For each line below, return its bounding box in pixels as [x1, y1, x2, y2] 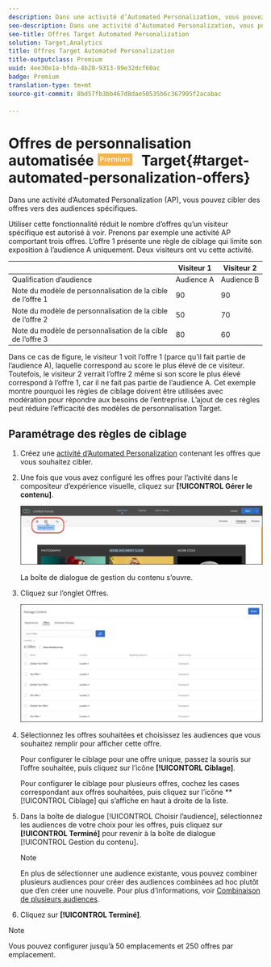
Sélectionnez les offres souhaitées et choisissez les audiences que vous [19, 730, 261, 740]
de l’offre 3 [11, 334, 48, 343]
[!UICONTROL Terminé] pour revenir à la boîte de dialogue [19, 829, 216, 839]
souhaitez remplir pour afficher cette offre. [19, 739, 162, 749]
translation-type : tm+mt [8, 81, 92, 89]
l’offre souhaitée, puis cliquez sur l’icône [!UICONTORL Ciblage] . [19, 763, 236, 773]
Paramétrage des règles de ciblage [8, 427, 187, 440]
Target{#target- [140, 151, 250, 170]
